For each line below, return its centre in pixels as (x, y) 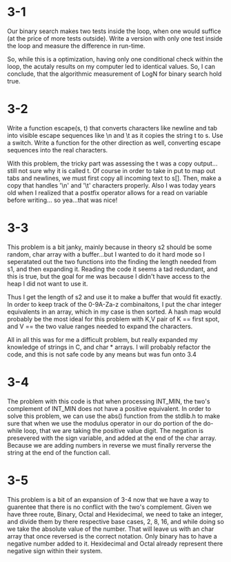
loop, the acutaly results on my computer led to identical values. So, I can (111, 66)
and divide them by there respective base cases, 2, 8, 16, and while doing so (115, 521)
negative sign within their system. (55, 551)
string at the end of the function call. (59, 452)
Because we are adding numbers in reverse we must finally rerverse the (109, 445)
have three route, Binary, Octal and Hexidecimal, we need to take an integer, (115, 514)
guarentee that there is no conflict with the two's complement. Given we (110, 507)
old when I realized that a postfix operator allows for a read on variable (108, 192)
